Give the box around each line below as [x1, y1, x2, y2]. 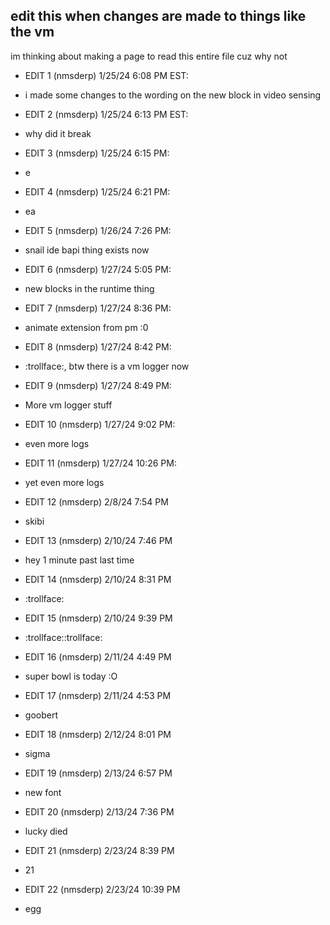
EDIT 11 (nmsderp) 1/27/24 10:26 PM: [24, 457, 177, 469]
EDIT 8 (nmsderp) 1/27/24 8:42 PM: [24, 340, 172, 353]
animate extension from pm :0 [24, 321, 149, 333]
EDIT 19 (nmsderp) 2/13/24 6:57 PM [24, 767, 173, 779]
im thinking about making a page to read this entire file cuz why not [10, 50, 288, 62]
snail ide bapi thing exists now [24, 244, 150, 256]
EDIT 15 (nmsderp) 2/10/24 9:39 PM [24, 612, 173, 624]
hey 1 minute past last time [24, 554, 135, 566]
